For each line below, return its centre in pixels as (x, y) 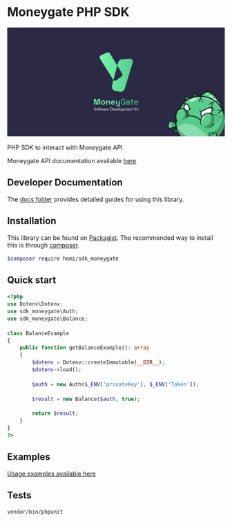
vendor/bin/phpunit (35, 512)
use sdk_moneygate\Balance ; (48, 319)
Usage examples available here (52, 474)
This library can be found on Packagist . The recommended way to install (110, 237)
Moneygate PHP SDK (68, 12)
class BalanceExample (38, 333)
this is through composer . (43, 245)
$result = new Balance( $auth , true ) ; (86, 399)
